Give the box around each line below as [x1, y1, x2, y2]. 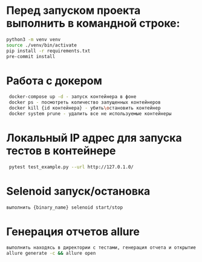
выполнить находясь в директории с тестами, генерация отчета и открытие [6, 244, 197, 251]
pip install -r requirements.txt [6, 48, 91, 54]
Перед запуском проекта [6, 4, 141, 18]
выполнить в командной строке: [6, 16, 180, 30]
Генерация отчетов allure [6, 224, 140, 238]
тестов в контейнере [6, 144, 116, 158]
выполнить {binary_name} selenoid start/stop [6, 204, 123, 211]
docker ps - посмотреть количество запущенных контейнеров [8, 99, 161, 106]
